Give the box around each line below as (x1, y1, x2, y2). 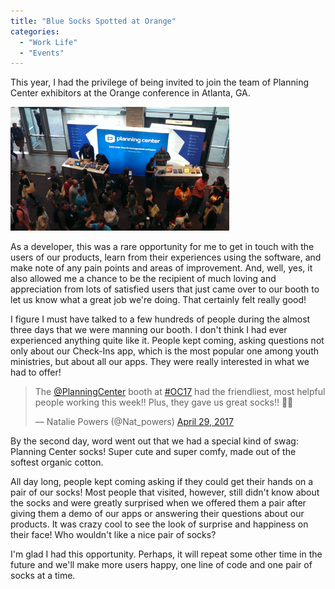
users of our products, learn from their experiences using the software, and (10, 251, 322, 263)
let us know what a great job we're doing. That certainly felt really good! (10, 293, 307, 305)
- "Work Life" (19, 37, 78, 47)
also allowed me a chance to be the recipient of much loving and (10, 272, 277, 284)
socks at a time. (10, 569, 76, 581)
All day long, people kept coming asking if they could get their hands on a (10, 475, 314, 487)
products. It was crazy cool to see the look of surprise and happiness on (10, 518, 309, 530)
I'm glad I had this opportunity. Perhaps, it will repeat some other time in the (10, 548, 323, 560)
